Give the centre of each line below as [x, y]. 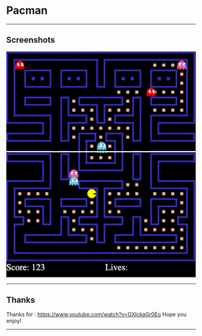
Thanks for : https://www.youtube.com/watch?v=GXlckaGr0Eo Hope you [96, 314]
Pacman [27, 11]
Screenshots [31, 40]
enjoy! [14, 320]
